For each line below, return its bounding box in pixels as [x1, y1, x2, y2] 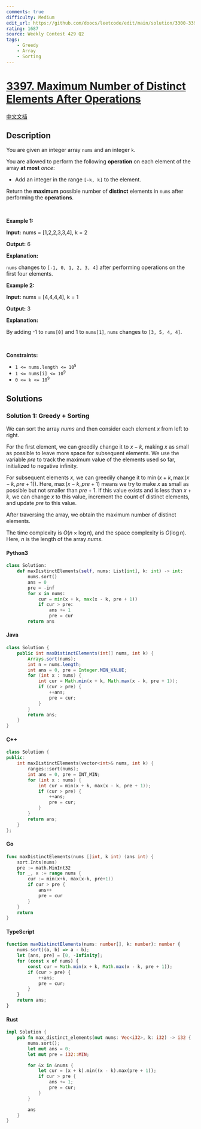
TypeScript [6, 928, 35, 935]
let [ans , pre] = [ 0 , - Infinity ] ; [17, 952, 103, 958]
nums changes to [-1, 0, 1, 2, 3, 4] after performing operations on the [6, 264, 185, 271]
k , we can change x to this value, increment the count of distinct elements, [6, 493, 190, 500]
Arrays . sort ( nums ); [28, 656, 77, 662]
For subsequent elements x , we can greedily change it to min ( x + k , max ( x [6, 474, 190, 481]
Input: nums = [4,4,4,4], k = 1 [6, 294, 79, 301]
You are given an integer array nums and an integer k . [6, 147, 136, 154]
